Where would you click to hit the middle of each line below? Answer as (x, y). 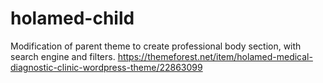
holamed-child (72, 18)
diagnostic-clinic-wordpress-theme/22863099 (106, 67)
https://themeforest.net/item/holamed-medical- (215, 56)
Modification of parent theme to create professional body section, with (156, 46)
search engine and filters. (63, 56)
